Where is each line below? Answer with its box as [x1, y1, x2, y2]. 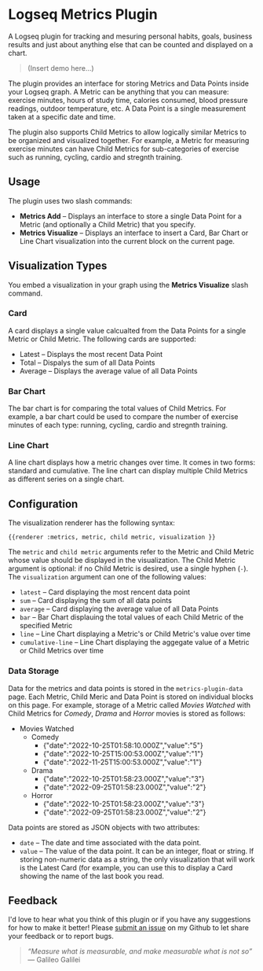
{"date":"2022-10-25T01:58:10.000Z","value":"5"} [42, 741, 204, 750]
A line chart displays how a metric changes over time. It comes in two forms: [8, 458, 256, 467]
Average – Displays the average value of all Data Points [19, 366, 198, 375]
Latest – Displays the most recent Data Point [19, 349, 163, 359]
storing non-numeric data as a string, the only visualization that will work [19, 855, 255, 864]
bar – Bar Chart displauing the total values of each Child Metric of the [19, 612, 244, 622]
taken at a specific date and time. [8, 112, 116, 121]
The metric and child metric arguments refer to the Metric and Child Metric [8, 547, 254, 557]
